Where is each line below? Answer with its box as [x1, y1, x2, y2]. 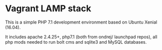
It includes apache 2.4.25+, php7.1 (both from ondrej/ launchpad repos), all [5, 34, 158, 40]
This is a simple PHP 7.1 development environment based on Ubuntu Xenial [5, 19, 158, 25]
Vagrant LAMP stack [5, 3, 92, 14]
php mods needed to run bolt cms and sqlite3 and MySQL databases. [5, 39, 147, 45]
